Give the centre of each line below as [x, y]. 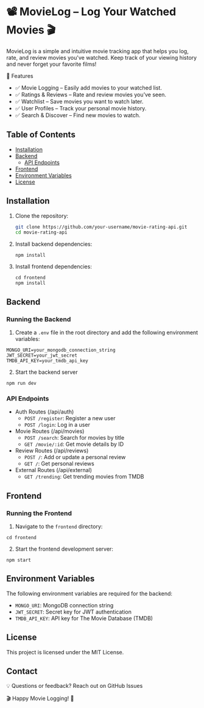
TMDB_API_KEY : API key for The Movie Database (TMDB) [84, 618]
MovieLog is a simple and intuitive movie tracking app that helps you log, [97, 51]
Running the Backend [39, 319]
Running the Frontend [39, 513]
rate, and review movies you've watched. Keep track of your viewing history [101, 57]
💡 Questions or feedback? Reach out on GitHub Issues [75, 686]
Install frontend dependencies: [54, 266]
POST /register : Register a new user [70, 418]
